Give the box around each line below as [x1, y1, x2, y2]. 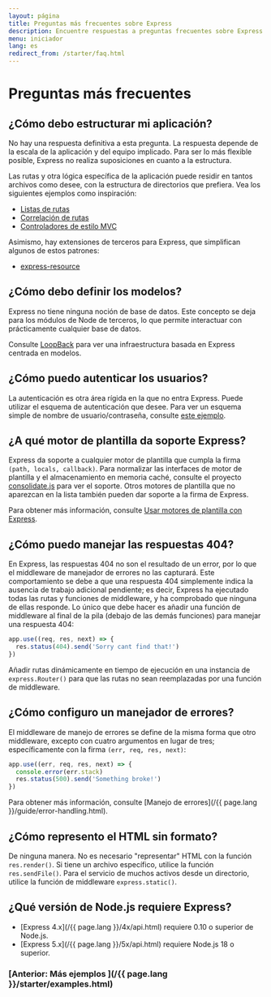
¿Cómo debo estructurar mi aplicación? [8, 117, 213, 131]
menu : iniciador [8, 34, 63, 43]
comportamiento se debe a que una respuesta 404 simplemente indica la [8, 577, 253, 587]
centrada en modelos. [8, 348, 82, 358]
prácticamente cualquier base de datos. [8, 324, 142, 333]
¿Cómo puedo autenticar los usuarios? [8, 372, 209, 385]
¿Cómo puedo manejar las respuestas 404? [8, 537, 234, 552]
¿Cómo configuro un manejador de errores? [8, 706, 234, 720]
